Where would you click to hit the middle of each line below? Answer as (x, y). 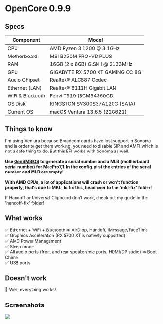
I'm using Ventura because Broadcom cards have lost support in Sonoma (78, 141)
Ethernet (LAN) (25, 88)
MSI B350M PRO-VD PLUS (81, 56)
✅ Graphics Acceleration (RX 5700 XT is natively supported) (65, 235)
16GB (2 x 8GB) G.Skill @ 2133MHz (91, 64)
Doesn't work (26, 278)
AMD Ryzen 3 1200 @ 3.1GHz (85, 48)
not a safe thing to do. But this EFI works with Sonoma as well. (67, 151)
